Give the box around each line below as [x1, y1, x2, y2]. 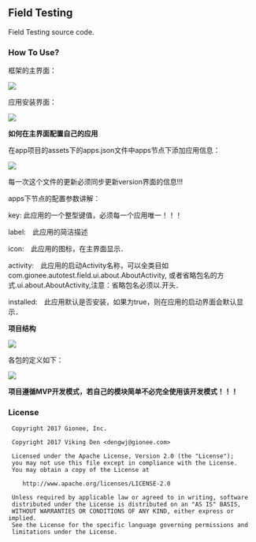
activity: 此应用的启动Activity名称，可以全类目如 [8, 261, 169, 270]
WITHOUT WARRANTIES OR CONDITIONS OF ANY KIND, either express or [11, 507, 235, 515]
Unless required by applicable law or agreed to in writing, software [11, 494, 248, 502]
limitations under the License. [11, 528, 118, 536]
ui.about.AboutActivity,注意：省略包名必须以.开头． [17, 280, 183, 290]
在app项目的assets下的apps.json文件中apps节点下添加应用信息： [8, 146, 221, 155]
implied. [8, 514, 37, 522]
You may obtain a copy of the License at [11, 466, 150, 474]
